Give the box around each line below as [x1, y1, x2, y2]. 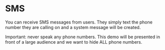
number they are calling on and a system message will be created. [5, 24, 141, 30]
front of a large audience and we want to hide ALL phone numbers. [5, 39, 143, 45]
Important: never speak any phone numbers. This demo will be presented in [5, 34, 161, 40]
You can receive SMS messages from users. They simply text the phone [5, 19, 153, 25]
